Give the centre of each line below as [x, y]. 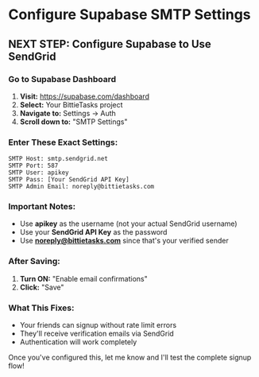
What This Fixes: [41, 308]
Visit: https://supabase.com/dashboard [84, 96]
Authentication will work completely [78, 342]
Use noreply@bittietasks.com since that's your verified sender [124, 241]
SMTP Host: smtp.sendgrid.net [58, 159]
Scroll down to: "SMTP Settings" [73, 122]
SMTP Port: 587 [33, 166]
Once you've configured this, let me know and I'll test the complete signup [130, 358]
